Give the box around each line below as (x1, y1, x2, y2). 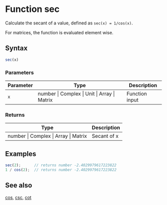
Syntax (5, 44, 28, 53)
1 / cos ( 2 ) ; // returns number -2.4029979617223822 (5, 167, 117, 172)
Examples (5, 149, 36, 158)
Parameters (5, 69, 34, 76)
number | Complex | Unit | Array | (37, 90, 115, 97)
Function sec (5, 3, 60, 15)
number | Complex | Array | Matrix (7, 133, 87, 140)
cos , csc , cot (5, 194, 32, 200)
